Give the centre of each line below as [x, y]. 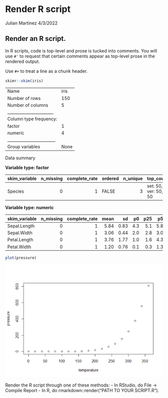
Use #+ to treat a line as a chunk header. [46, 71]
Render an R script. [35, 39]
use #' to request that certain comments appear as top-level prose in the [80, 56]
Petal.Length [20, 240]
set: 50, [155, 186]
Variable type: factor [27, 167]
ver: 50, [155, 191]
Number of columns [28, 105]
